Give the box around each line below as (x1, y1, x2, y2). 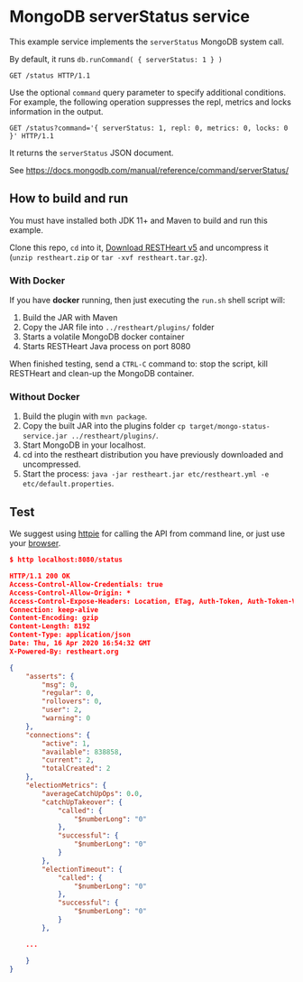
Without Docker (9, 390, 80, 403)
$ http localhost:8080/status (9, 555, 124, 565)
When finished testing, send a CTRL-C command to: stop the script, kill (9, 358, 269, 369)
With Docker (9, 273, 66, 286)
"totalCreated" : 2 (41, 764, 111, 774)
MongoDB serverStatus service (9, 6, 251, 27)
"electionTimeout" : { (41, 865, 124, 874)
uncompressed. (22, 459, 81, 470)
